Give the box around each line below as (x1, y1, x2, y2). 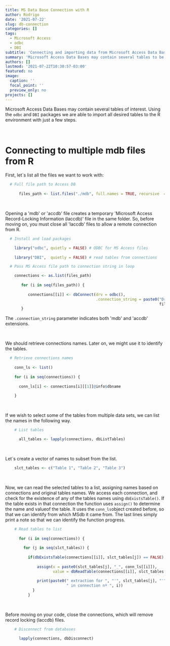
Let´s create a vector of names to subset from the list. (5, 455, 117, 461)
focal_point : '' (10, 83, 44, 88)
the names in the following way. (5, 418, 71, 424)
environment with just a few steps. (5, 117, 77, 123)
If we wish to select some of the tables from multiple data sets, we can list (5, 412, 160, 418)
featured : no (5, 69, 33, 74)
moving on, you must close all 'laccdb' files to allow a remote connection (5, 221, 157, 227)
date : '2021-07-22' (5, 17, 47, 22)
